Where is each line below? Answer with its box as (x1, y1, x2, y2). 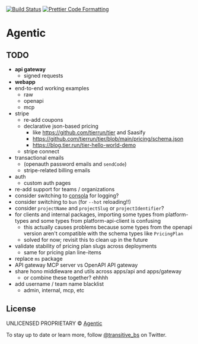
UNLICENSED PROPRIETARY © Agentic (6, 320, 103, 327)
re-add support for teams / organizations (14, 186, 115, 192)
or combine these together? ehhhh (23, 274, 108, 281)
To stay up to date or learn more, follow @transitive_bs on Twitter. (6, 331, 167, 338)
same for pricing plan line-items (23, 249, 102, 255)
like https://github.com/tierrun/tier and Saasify (32, 129, 146, 136)
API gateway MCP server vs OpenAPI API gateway (14, 261, 138, 269)
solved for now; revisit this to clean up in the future (23, 236, 148, 243)
